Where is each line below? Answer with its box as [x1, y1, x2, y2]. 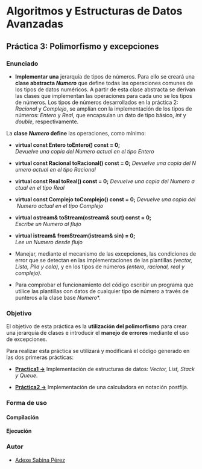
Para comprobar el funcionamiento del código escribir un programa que [14, 281, 194, 288]
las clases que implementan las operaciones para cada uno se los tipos [14, 92, 192, 99]
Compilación [6, 413, 39, 421]
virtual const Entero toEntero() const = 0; [14, 141, 121, 149]
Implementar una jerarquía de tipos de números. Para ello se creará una [14, 73, 195, 80]
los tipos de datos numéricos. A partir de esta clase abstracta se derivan [14, 86, 196, 93]
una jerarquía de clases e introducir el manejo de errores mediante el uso [6, 329, 189, 337]
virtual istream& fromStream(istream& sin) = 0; [14, 231, 136, 239]
